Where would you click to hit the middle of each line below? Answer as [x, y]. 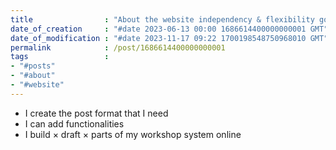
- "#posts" [33, 66]
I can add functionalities [74, 123]
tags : [60, 57]
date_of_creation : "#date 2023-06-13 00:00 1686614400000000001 [158, 29]
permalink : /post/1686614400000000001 [118, 47]
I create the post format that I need [96, 113]
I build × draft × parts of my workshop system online [133, 134]
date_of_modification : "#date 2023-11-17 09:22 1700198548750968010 [158, 38]
